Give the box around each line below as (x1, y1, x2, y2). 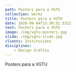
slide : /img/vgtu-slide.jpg (5, 35, 63, 39)
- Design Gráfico (14, 48, 50, 53)
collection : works (5, 12, 43, 17)
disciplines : (5, 43, 32, 48)
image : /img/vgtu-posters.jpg (5, 30, 67, 35)
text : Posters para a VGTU (5, 25, 60, 30)
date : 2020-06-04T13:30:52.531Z (5, 20, 71, 26)
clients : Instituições (5, 39, 51, 44)
